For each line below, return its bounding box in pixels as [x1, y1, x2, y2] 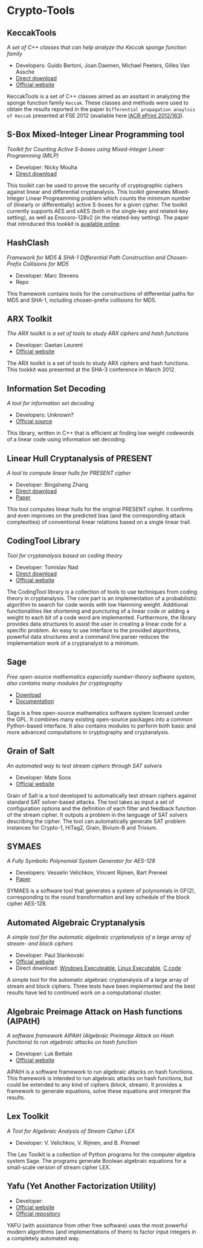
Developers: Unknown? [15, 411, 74, 418]
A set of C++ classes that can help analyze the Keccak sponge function [7, 43, 187, 51]
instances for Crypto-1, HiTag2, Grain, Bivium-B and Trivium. [7, 824, 158, 831]
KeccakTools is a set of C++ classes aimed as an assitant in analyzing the [7, 93, 190, 100]
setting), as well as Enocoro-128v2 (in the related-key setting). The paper [7, 214, 189, 221]
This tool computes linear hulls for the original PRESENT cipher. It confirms [7, 505, 193, 513]
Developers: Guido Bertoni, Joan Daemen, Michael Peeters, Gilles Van [15, 62, 190, 69]
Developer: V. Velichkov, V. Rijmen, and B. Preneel [15, 1139, 140, 1146]
